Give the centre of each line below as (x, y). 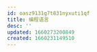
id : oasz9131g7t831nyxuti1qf (48, 13)
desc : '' (19, 26)
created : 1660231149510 (41, 38)
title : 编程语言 (28, 20)
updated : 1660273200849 (41, 32)
